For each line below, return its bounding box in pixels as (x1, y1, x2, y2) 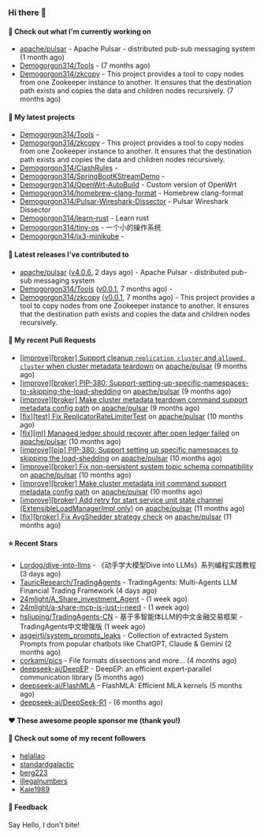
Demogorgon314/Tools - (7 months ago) (19, 61, 151, 70)
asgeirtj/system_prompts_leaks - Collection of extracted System (19, 630, 229, 640)
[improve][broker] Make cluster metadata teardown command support (19, 394, 248, 404)
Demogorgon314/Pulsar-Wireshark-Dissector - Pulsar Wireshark (19, 197, 229, 206)
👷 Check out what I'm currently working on (8, 27, 151, 36)
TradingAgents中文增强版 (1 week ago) (19, 621, 146, 631)
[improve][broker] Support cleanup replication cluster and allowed (19, 353, 244, 362)
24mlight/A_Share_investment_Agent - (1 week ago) (19, 594, 188, 603)
